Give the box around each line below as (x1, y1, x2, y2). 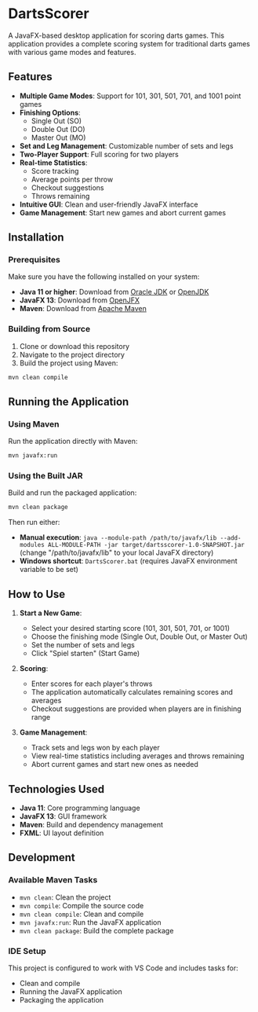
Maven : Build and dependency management (19, 819, 163, 829)
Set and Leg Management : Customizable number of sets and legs (19, 141, 234, 150)
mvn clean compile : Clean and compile (19, 909, 144, 918)
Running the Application (8, 395, 129, 409)
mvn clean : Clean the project (19, 893, 111, 902)
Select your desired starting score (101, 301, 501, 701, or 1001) (31, 624, 230, 633)
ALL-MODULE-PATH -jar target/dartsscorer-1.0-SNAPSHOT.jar (48, 541, 245, 549)
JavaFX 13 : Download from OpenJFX (19, 295, 140, 305)
